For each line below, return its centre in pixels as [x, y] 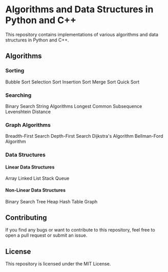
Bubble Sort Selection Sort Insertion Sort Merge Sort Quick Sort [72, 82]
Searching [18, 95]
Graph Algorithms [28, 125]
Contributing [26, 217]
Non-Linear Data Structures [35, 190]
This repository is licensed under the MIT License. [58, 264]
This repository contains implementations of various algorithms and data [82, 34]
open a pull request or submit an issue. [46, 235]
